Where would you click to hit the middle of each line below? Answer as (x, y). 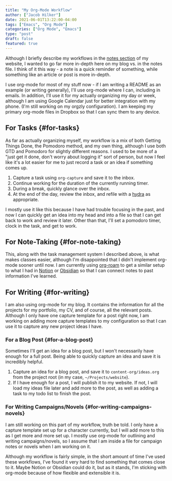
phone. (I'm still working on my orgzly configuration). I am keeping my (79, 106)
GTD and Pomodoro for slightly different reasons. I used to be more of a (81, 151)
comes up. (17, 168)
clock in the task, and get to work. (41, 226)
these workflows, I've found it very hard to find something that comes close (85, 462)
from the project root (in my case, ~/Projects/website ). (71, 377)
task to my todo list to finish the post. (52, 394)
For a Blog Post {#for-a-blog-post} (49, 340)
